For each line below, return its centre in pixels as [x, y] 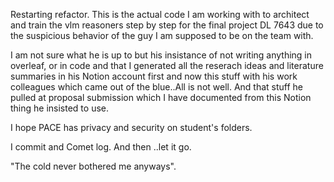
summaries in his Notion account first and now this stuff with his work [154, 76]
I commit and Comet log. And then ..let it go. [101, 147]
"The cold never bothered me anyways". [93, 166]
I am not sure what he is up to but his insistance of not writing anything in [161, 55]
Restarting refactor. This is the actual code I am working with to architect [160, 14]
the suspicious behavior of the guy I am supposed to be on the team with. [162, 35]
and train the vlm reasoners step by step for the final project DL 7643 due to [167, 25]
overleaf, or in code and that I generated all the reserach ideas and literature [167, 65]
